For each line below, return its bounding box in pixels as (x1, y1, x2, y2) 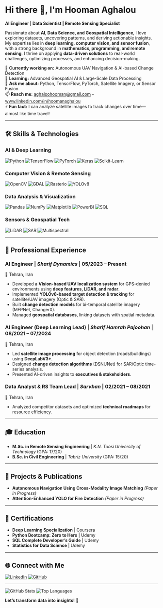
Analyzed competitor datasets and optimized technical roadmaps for (12, 404, 151, 409)
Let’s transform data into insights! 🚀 (5, 597, 79, 604)
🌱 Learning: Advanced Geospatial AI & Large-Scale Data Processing (5, 75, 142, 81)
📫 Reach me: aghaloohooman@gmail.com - (5, 91, 94, 97)
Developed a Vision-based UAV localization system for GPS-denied (12, 281, 150, 287)
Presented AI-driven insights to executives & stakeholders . (12, 371, 131, 377)
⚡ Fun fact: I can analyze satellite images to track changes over (5, 103, 132, 109)
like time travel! (19, 110, 50, 116)
